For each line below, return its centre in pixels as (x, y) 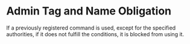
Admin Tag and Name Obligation (89, 11)
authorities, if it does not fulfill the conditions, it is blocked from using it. (95, 34)
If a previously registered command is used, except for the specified (91, 28)
